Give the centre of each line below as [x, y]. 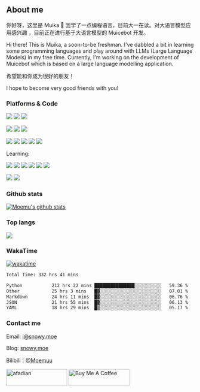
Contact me [24, 323]
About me [25, 10]
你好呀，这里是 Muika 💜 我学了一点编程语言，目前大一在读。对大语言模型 [96, 25]
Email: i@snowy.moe [32, 336]
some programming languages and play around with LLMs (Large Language [99, 51]
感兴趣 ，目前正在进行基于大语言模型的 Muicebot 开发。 [80, 32]
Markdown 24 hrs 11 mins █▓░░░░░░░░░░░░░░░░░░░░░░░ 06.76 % [97, 297]
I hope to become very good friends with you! [62, 88]
